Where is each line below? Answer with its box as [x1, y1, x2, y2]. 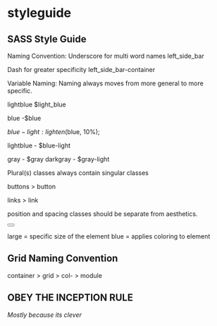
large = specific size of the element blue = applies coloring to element [7, 232, 211, 241]
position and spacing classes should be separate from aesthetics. [7, 210, 198, 218]
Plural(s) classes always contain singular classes [7, 169, 149, 177]
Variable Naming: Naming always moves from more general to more [7, 79, 204, 87]
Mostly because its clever [7, 310, 82, 319]
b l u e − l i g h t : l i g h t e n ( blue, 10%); [7, 128, 100, 135]
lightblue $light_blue [7, 100, 67, 109]
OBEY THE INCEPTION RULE [7, 291, 134, 304]
